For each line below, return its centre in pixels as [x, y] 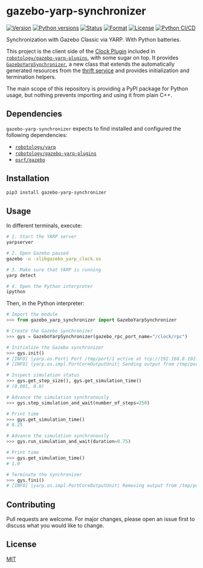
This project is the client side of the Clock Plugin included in [81, 51]
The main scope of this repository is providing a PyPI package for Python [97, 88]
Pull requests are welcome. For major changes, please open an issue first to [101, 519]
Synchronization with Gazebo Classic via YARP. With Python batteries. [94, 39]
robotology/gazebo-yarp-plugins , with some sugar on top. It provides [92, 57]
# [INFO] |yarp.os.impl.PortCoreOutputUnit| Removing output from [92, 486]
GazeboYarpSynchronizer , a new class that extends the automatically [91, 64]
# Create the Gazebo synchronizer [50, 331]
